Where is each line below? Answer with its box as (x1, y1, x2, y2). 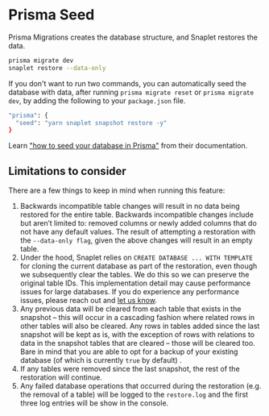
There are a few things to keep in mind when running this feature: (8, 185, 226, 195)
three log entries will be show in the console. (19, 398, 169, 408)
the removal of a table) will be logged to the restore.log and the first (19, 389, 248, 400)
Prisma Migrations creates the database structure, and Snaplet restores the (8, 32, 258, 42)
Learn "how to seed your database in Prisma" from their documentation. (8, 141, 248, 151)
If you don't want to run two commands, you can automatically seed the (8, 78, 247, 88)
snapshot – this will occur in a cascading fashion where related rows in (19, 313, 255, 322)
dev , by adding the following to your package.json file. (8, 95, 186, 106)
